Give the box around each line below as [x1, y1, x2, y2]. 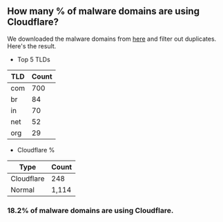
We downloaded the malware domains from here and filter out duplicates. [7, 34, 217, 43]
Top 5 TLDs [17, 55, 50, 63]
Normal [10, 185, 35, 194]
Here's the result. [7, 41, 57, 50]
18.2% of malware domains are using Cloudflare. [7, 205, 174, 215]
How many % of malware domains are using [7, 6, 200, 17]
